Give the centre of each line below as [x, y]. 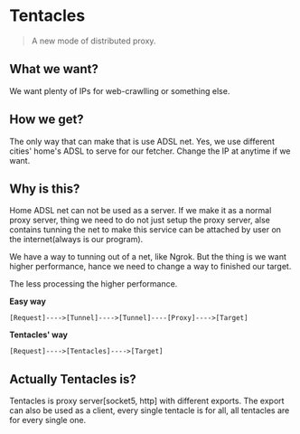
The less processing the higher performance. [94, 284]
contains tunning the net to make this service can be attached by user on [145, 230]
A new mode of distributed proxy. [94, 41]
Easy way [28, 302]
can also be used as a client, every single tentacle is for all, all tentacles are [150, 410]
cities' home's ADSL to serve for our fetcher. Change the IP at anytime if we [150, 151]
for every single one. [48, 420]
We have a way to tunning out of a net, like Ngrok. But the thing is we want [148, 257]
